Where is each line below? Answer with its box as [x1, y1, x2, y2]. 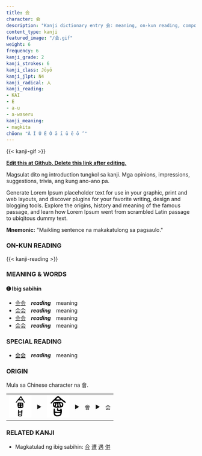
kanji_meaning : [6, 117, 44, 123]
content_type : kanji [6, 29, 58, 35]
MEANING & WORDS [6, 270, 67, 278]
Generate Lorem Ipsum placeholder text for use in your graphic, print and [6, 189, 188, 196]
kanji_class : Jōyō [6, 67, 52, 73]
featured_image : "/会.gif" [6, 35, 73, 42]
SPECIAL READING [6, 337, 62, 346]
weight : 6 [6, 42, 31, 48]
